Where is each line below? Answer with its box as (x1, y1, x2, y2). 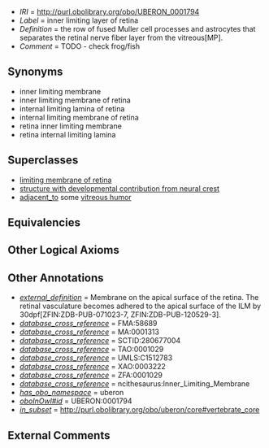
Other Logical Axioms (7, 243, 119, 257)
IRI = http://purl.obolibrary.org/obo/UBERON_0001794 (19, 7, 200, 16)
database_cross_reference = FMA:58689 (19, 319, 158, 328)
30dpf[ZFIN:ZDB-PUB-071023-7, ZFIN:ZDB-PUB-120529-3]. (19, 310, 221, 320)
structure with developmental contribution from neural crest (19, 183, 220, 194)
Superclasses (7, 154, 79, 167)
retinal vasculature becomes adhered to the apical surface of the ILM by (19, 301, 262, 311)
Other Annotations (7, 271, 104, 285)
